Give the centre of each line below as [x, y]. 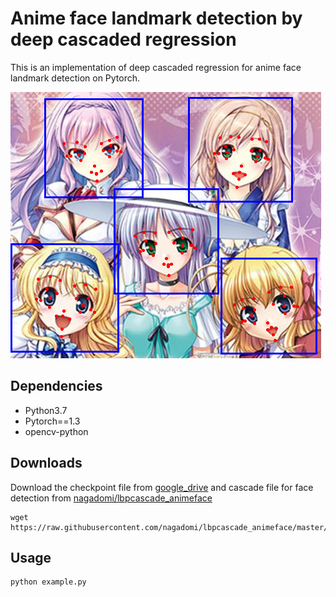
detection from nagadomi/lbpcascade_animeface [111, 498]
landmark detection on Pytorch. [75, 78]
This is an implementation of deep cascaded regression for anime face [156, 67]
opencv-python [56, 431]
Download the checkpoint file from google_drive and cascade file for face [162, 487]
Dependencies [56, 386]
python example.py [48, 582]
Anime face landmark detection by [156, 18]
